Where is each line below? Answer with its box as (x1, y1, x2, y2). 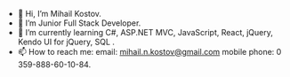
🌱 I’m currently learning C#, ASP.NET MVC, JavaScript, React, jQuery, (17, 27, 274, 37)
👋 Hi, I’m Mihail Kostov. (17, 9, 102, 19)
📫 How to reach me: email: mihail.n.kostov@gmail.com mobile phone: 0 (17, 47, 282, 57)
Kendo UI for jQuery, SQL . (17, 36, 116, 47)
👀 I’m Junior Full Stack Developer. (17, 18, 141, 28)
